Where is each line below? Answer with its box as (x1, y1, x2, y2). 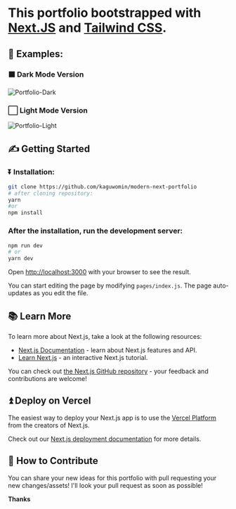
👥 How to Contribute (8, 455, 99, 467)
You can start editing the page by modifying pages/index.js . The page (8, 281, 212, 290)
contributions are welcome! (8, 374, 87, 382)
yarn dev (8, 255, 34, 262)
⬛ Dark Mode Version (8, 69, 84, 79)
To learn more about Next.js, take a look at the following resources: (8, 332, 202, 340)
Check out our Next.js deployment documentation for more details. (8, 434, 202, 443)
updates (8, 289, 32, 297)
